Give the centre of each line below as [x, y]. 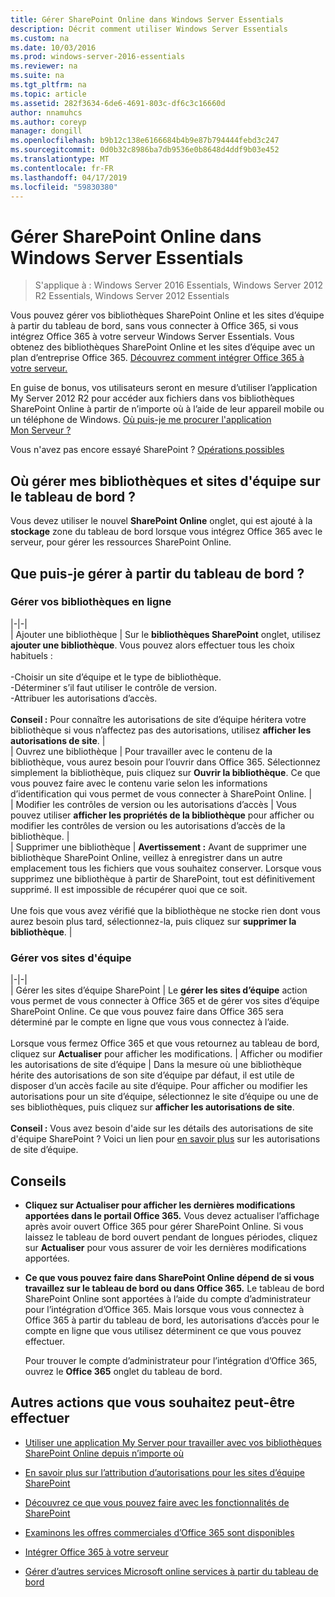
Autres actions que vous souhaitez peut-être [153, 1402]
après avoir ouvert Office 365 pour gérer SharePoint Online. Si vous [164, 1226]
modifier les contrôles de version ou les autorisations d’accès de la [148, 825]
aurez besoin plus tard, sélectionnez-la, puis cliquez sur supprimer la [153, 921]
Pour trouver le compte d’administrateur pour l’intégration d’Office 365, [171, 1360]
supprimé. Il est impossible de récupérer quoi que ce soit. [129, 889]
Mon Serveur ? [41, 430]
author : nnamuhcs [46, 112]
